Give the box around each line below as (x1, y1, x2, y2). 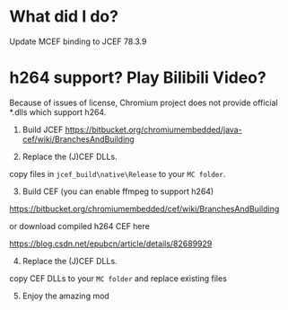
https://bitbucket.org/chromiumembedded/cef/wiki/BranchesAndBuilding (9, 203, 280, 214)
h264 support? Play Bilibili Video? (9, 67, 266, 88)
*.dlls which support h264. (9, 106, 107, 118)
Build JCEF (22, 124, 64, 135)
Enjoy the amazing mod (22, 290, 109, 301)
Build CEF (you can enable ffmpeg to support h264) (22, 186, 214, 197)
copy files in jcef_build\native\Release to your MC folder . (9, 168, 226, 179)
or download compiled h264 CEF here (9, 220, 150, 231)
